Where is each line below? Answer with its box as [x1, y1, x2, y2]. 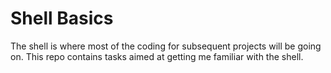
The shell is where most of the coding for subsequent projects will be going [10, 40, 322, 52]
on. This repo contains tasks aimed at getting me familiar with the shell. [10, 50, 304, 62]
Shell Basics [10, 7, 114, 30]
